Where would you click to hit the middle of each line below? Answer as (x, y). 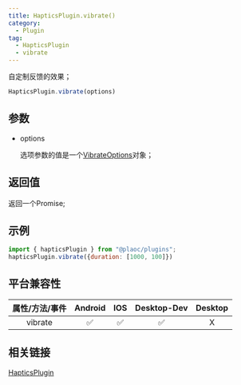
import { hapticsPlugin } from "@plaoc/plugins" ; (93, 250)
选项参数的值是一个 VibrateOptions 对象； (87, 155)
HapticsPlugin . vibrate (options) (62, 92)
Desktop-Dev (162, 308)
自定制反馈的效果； (40, 76)
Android (90, 308)
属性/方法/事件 (40, 308)
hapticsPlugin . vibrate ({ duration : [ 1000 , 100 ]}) (91, 257)
